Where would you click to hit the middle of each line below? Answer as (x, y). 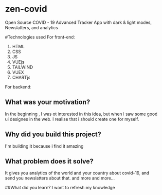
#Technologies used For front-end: (40, 37)
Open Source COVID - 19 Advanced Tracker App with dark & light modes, (78, 22)
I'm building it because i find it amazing (44, 146)
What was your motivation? (48, 102)
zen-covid (26, 9)
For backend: (18, 87)
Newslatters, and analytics (32, 27)
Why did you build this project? (53, 134)
